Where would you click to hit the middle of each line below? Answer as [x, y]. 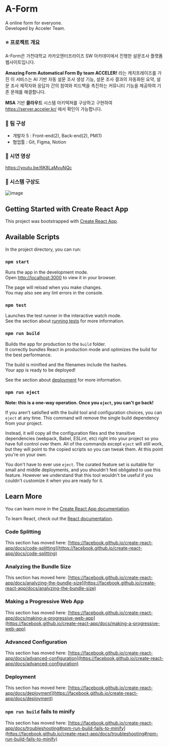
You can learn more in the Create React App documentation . [68, 509]
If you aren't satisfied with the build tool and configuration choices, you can [84, 412]
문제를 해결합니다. [28, 92]
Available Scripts [32, 237]
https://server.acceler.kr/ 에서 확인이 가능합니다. [54, 109]
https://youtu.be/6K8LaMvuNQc [39, 167]
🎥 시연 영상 [18, 156]
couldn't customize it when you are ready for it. [54, 480]
